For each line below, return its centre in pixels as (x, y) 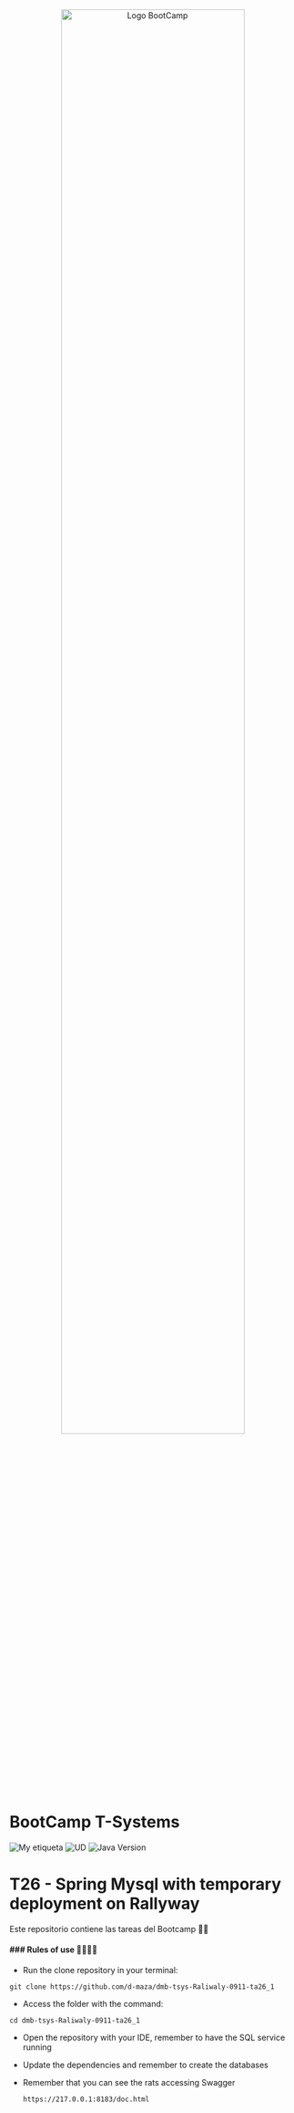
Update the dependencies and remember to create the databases (145, 2065)
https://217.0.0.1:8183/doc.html (86, 2099)
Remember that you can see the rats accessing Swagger (129, 2083)
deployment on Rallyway (105, 1904)
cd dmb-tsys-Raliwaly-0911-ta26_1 (75, 2021)
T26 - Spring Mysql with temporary (146, 1884)
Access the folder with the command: (93, 2004)
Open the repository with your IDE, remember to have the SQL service (154, 2038)
